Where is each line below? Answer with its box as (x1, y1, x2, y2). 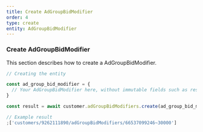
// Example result (6, 114, 53, 120)
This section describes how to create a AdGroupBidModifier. (6, 59, 157, 66)
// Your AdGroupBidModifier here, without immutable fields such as (11, 87, 188, 93)
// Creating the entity (6, 70, 66, 77)
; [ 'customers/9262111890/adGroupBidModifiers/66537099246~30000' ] (6, 119, 177, 126)
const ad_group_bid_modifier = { (6, 82, 91, 88)
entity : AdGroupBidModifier (6, 25, 77, 32)
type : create (6, 20, 39, 26)
